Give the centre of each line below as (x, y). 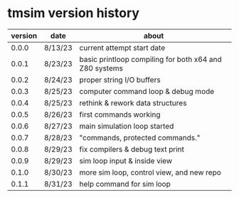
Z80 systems (101, 68)
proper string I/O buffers (120, 80)
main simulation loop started (127, 126)
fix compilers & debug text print (132, 149)
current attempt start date (122, 48)
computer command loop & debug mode (147, 91)
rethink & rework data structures (133, 103)
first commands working (120, 114)
